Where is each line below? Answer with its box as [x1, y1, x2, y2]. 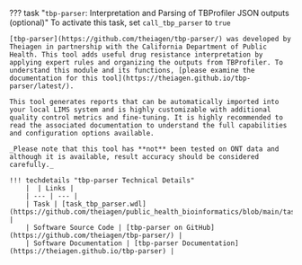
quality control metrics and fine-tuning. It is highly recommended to [9, 113, 283, 122]
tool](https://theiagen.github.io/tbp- [102, 74, 252, 83]
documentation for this [9, 74, 99, 83]
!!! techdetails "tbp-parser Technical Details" [9, 176, 195, 185]
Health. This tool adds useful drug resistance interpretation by [9, 50, 263, 59]
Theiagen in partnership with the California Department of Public [9, 42, 268, 51]
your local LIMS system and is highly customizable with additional [9, 105, 271, 114]
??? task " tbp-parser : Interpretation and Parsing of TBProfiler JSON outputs [9, 8, 289, 18]
